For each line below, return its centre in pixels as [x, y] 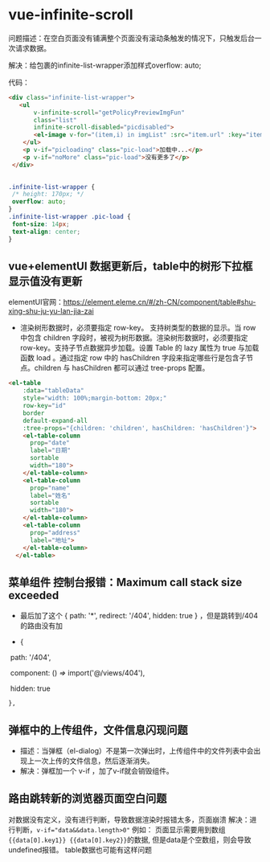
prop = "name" [49, 488]
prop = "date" [49, 443]
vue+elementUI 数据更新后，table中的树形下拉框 [131, 266]
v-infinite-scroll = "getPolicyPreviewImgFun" [109, 113]
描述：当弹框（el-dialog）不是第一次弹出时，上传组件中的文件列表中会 [137, 751]
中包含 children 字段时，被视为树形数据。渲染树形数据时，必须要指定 [134, 338]
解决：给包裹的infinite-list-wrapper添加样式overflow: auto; [105, 65]
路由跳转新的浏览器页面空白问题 [88, 799]
